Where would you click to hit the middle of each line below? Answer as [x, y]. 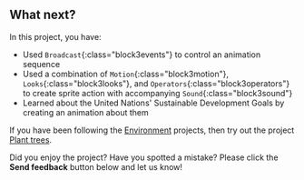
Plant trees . [31, 139]
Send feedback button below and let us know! [96, 166]
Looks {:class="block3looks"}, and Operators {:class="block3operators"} [156, 83]
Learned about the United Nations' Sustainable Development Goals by [153, 103]
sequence [41, 64]
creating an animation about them [85, 112]
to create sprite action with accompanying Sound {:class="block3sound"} [157, 93]
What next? [43, 15]
